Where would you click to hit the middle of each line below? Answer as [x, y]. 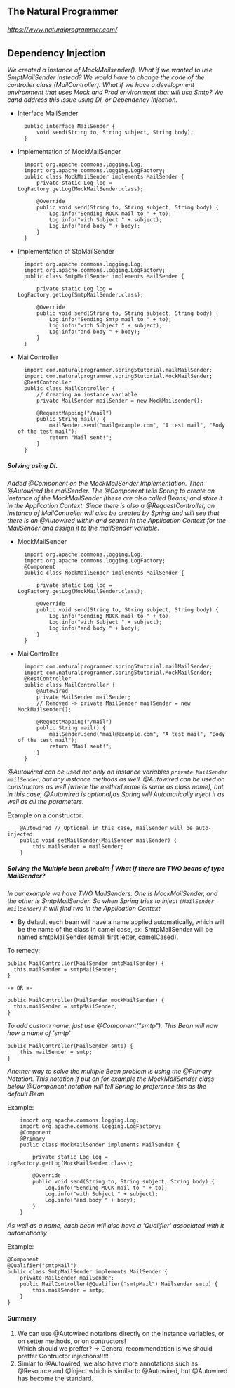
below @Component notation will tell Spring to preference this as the [107, 1086]
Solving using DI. [33, 465]
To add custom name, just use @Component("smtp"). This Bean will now [113, 1025]
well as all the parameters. [46, 801]
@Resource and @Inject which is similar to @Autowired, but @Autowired [122, 1371]
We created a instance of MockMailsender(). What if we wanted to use [110, 70]
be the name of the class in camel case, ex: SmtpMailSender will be [115, 929]
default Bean [26, 1094]
